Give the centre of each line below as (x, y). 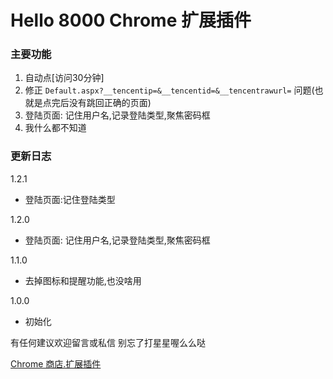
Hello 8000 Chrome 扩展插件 (131, 20)
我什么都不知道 (55, 128)
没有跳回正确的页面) (110, 103)
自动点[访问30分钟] (64, 78)
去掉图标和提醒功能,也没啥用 (83, 280)
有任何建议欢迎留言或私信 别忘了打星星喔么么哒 (108, 342)
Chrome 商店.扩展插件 (56, 363)
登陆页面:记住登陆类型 (70, 199)
